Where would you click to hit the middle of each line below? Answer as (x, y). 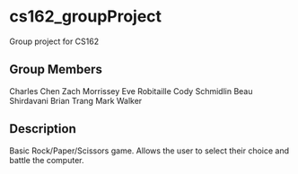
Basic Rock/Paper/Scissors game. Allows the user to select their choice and (149, 151)
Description (43, 129)
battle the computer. (47, 160)
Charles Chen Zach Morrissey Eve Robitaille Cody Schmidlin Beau (131, 91)
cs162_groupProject (86, 17)
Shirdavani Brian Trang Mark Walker (76, 100)
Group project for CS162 (54, 41)
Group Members (56, 70)
